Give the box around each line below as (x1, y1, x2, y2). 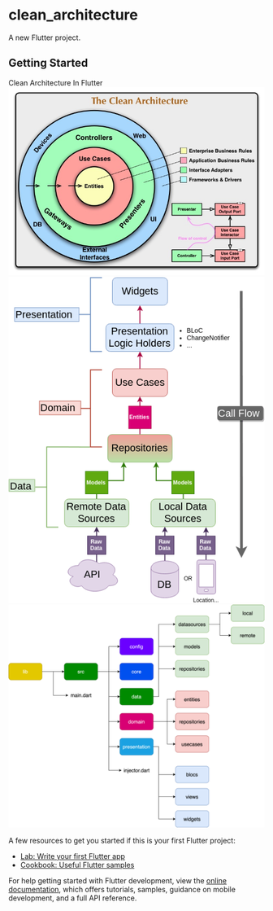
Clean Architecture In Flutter (8, 77, 103, 87)
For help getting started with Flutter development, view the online (8, 875, 227, 885)
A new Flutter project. (8, 33, 81, 42)
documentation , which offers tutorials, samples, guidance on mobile (8, 884, 236, 894)
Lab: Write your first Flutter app (19, 851, 126, 861)
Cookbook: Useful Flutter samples (19, 860, 135, 869)
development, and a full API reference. (8, 893, 137, 903)
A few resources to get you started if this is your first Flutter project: (8, 835, 236, 845)
